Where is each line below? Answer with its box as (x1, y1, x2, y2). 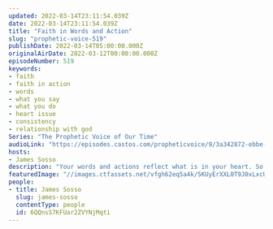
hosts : (8, 148, 31, 156)
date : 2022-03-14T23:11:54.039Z (8, 19, 118, 28)
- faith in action (8, 80, 71, 88)
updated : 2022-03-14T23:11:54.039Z (8, 11, 129, 20)
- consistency (8, 118, 57, 126)
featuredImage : (8, 171, 60, 179)
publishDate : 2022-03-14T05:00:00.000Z (8, 42, 144, 50)
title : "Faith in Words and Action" (8, 27, 132, 35)
